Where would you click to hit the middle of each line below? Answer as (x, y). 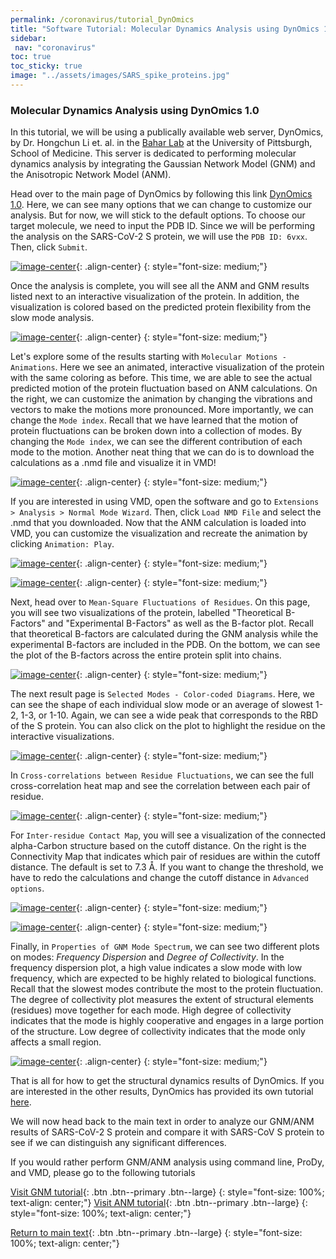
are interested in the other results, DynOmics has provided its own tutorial (162, 1092)
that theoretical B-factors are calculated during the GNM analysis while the (164, 634)
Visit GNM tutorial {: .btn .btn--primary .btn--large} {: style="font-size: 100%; (167, 1192)
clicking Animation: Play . (62, 544)
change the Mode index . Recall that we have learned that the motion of (154, 420)
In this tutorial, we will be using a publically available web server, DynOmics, (167, 132)
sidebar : (28, 38)
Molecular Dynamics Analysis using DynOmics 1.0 (135, 110)
